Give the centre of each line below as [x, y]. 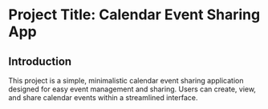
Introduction [40, 61]
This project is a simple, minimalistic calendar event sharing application [126, 81]
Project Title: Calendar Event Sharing [134, 15]
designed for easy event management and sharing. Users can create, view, [132, 89]
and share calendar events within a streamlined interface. [103, 97]
